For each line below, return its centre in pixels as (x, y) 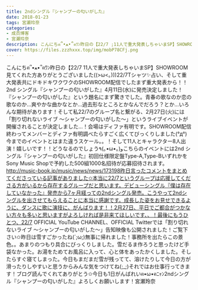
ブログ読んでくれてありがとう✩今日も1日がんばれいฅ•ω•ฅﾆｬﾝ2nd (95, 273)
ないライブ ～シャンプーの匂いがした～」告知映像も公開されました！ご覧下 (97, 229)
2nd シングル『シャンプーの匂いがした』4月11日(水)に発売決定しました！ (95, 90)
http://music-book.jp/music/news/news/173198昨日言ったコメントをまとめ (97, 170)
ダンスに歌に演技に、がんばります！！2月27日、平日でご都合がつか (103, 207)
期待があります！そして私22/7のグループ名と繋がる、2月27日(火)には (100, 111)
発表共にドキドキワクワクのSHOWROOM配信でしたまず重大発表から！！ (99, 82)
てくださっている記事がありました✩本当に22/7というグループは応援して (93, 178)
